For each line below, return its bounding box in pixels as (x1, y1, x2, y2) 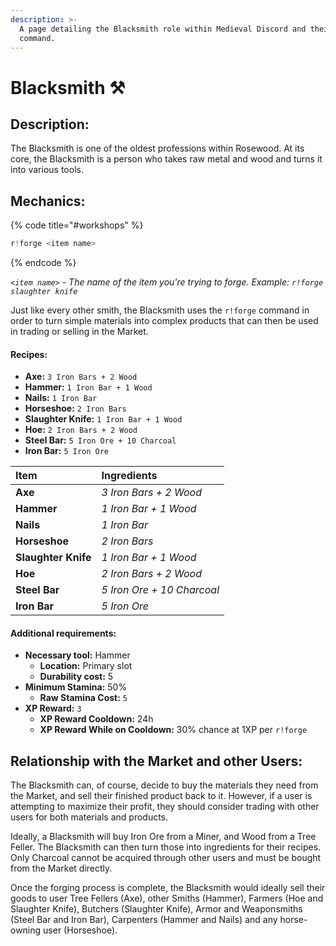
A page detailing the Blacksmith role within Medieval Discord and (19, 24, 307, 34)
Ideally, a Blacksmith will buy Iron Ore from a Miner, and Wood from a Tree (10, 831, 317, 843)
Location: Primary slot (39, 660, 133, 672)
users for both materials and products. (10, 811, 169, 823)
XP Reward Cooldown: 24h (39, 713, 154, 725)
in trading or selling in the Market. (10, 326, 149, 338)
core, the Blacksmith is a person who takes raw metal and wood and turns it (10, 153, 323, 165)
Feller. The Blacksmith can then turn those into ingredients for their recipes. (10, 841, 322, 853)
